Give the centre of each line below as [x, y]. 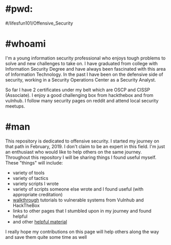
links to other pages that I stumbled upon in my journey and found [82, 211]
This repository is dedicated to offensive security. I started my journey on [82, 141]
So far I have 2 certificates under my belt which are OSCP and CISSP [78, 90]
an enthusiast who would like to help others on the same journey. [74, 152]
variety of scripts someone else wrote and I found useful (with [78, 189]
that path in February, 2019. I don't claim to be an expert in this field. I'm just [85, 146]
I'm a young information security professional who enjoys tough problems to [86, 58]
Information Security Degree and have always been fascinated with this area [86, 69]
